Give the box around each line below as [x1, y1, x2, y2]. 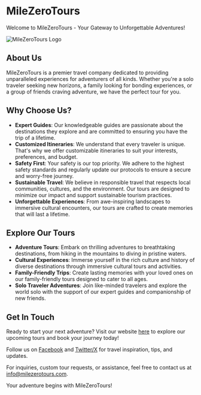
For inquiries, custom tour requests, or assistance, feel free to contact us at [6, 364, 192, 371]
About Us [6, 53, 42, 64]
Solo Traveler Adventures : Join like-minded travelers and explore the [14, 282, 187, 289]
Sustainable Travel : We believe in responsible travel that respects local [14, 179, 191, 186]
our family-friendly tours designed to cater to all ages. [14, 276, 148, 283]
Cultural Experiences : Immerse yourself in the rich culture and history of [14, 257, 195, 264]
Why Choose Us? [6, 105, 72, 116]
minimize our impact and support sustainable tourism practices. [14, 191, 172, 198]
